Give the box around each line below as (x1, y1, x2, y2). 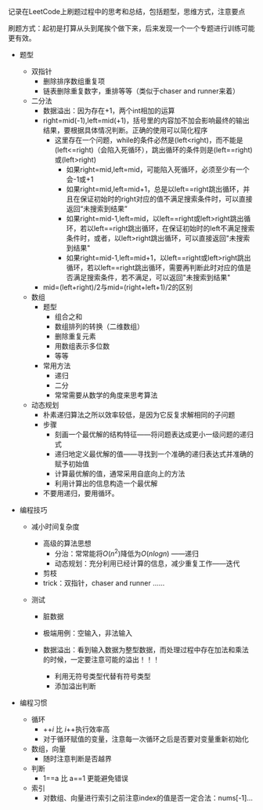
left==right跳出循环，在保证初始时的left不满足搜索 (93, 224, 255, 233)
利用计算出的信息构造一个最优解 (54, 479, 158, 488)
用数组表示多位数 (54, 341, 110, 351)
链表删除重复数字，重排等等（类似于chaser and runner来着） (42, 86, 240, 96)
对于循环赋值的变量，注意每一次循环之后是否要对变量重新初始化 (42, 734, 249, 743)
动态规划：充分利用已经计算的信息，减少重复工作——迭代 (54, 558, 240, 567)
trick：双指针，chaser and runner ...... (42, 578, 165, 587)
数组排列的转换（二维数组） (54, 322, 145, 331)
